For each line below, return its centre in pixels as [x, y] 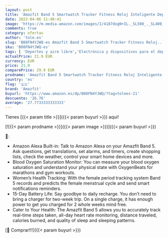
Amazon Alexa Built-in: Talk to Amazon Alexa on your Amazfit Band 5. [84, 146]
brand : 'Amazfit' [23, 89]
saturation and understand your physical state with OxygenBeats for [83, 167]
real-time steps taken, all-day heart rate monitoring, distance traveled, [85, 215]
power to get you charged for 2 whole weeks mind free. [70, 204]
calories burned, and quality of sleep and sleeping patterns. [74, 220]
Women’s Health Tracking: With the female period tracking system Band [86, 178]
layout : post [19, 10]
